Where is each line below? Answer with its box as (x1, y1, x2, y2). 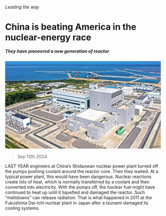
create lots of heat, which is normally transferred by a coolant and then (5, 179, 150, 185)
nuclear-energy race (5, 32, 91, 43)
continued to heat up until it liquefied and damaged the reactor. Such (5, 189, 145, 195)
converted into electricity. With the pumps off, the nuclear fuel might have (5, 184, 156, 190)
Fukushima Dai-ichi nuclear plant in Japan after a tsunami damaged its (5, 200, 149, 206)
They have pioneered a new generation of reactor (5, 48, 110, 54)
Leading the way (5, 4, 40, 10)
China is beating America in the (5, 21, 137, 32)
